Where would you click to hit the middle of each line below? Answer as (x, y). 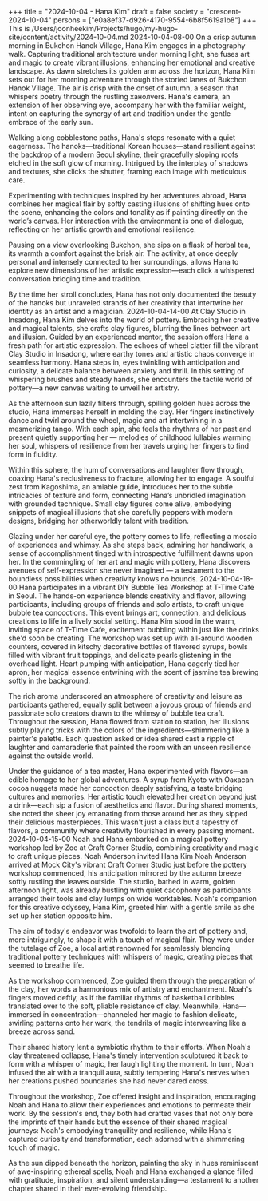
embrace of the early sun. (51, 122)
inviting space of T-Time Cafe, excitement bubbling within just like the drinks (134, 630)
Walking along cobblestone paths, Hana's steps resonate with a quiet (122, 138)
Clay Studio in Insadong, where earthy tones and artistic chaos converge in (132, 354)
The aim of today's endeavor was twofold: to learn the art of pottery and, (128, 931)
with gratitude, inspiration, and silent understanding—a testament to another (134, 1180)
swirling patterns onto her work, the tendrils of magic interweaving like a (127, 1023)
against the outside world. (51, 756)
